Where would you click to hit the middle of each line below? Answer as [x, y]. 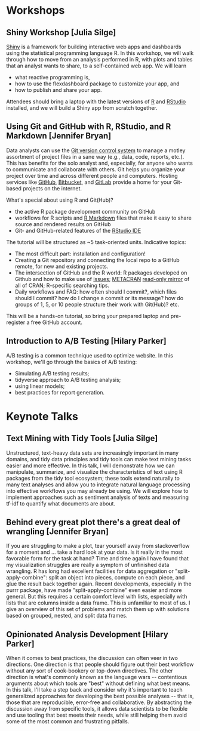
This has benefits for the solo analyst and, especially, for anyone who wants [99, 163]
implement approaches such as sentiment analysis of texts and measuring [98, 497]
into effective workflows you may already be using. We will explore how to [97, 491]
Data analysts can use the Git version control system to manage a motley [96, 150]
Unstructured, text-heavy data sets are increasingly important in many [93, 453]
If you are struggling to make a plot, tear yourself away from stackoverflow [98, 546]
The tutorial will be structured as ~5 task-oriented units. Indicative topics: [96, 242]
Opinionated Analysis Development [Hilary [87, 634]
